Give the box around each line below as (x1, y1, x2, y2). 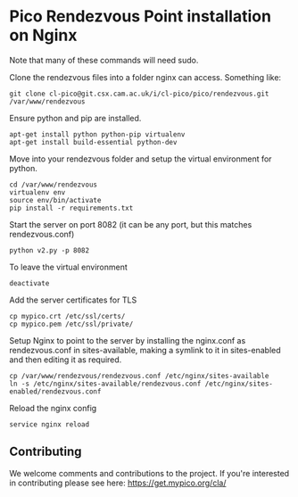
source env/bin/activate (9, 195, 102, 204)
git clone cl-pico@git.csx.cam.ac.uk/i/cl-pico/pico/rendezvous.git (9, 89, 269, 98)
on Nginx (9, 25, 78, 46)
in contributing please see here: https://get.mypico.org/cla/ (9, 477, 227, 488)
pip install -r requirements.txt (9, 203, 134, 212)
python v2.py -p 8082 (9, 245, 90, 255)
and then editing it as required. (9, 354, 122, 365)
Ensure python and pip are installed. (9, 112, 142, 123)
